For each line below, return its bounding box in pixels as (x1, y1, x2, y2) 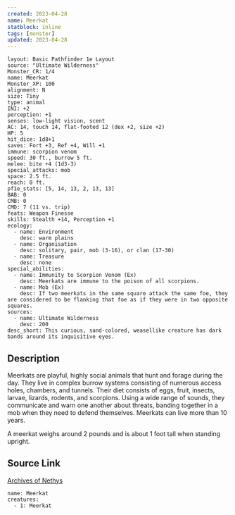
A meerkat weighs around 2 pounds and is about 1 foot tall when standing (7, 429, 220, 438)
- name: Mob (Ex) (13, 284, 65, 291)
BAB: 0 (7, 192, 27, 199)
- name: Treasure (13, 253, 65, 261)
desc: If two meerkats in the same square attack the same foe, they (20, 290, 229, 297)
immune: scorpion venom (7, 149, 77, 156)
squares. (7, 302, 33, 310)
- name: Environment (13, 228, 74, 236)
